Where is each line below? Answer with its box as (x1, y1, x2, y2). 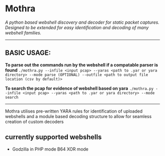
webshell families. (5, 30, 42, 36)
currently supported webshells (5, 133, 102, 141)
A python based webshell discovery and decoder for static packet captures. (5, 19, 160, 25)
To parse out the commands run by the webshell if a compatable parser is (5, 62, 158, 68)
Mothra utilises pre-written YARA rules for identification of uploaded (5, 108, 143, 114)
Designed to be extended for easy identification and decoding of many (5, 24, 149, 30)
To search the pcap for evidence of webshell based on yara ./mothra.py (5, 85, 154, 91)
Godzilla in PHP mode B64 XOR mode (12, 146, 89, 152)
